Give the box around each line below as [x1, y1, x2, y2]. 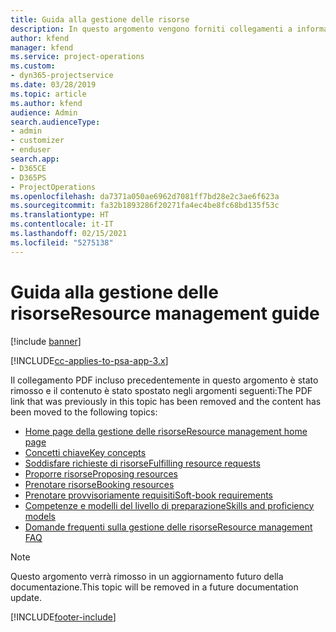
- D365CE [10, 163, 47, 173]
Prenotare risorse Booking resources [24, 478, 175, 490]
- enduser [10, 145, 52, 155]
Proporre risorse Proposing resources [24, 467, 178, 480]
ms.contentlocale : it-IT [10, 219, 114, 230]
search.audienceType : [10, 117, 101, 127]
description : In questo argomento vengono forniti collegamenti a [10, 24, 293, 34]
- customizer [10, 136, 65, 146]
